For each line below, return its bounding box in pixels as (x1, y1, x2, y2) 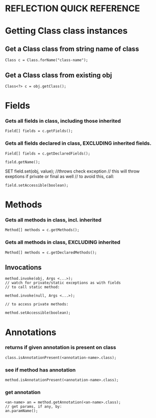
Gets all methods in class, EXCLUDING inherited (5, 239, 120, 246)
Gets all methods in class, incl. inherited (5, 216, 101, 223)
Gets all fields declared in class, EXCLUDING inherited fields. (5, 140, 152, 147)
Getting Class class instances (5, 25, 128, 37)
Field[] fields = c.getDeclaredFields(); (5, 151, 91, 156)
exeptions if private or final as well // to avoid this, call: (5, 173, 115, 179)
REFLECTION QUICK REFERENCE (5, 3, 140, 14)
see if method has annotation (5, 366, 76, 373)
